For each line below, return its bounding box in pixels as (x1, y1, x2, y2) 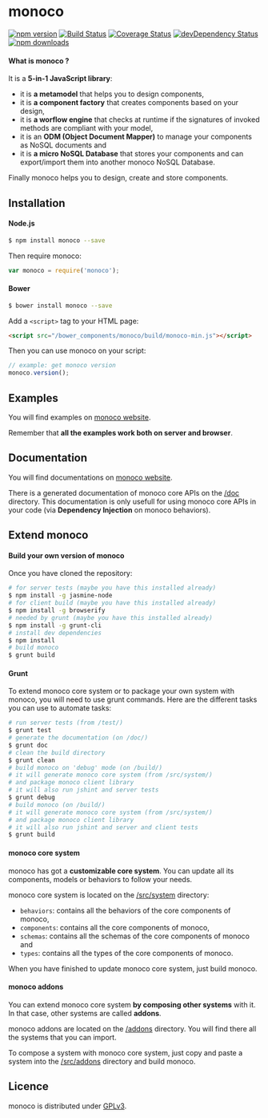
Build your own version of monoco (8, 550, 125, 560)
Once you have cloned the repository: (8, 569, 133, 578)
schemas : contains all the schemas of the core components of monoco (19, 931, 250, 941)
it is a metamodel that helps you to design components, (19, 89, 205, 99)
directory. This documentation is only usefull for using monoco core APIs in (8, 496, 257, 506)
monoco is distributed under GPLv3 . (8, 1101, 127, 1111)
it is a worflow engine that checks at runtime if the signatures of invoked (19, 115, 260, 124)
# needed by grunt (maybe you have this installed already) (8, 614, 214, 622)
